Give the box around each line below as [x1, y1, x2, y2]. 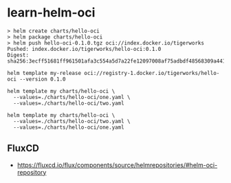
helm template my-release [7, 69, 81, 76]
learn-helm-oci [7, 5, 96, 21]
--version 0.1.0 [19, 76, 67, 83]
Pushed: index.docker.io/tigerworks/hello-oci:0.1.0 [7, 45, 162, 52]
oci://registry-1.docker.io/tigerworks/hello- [83, 69, 220, 76]
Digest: [7, 52, 30, 58]
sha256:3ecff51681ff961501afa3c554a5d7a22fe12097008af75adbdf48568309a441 [7, 57, 226, 65]
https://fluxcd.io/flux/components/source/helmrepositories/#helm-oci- [16, 160, 218, 169]
